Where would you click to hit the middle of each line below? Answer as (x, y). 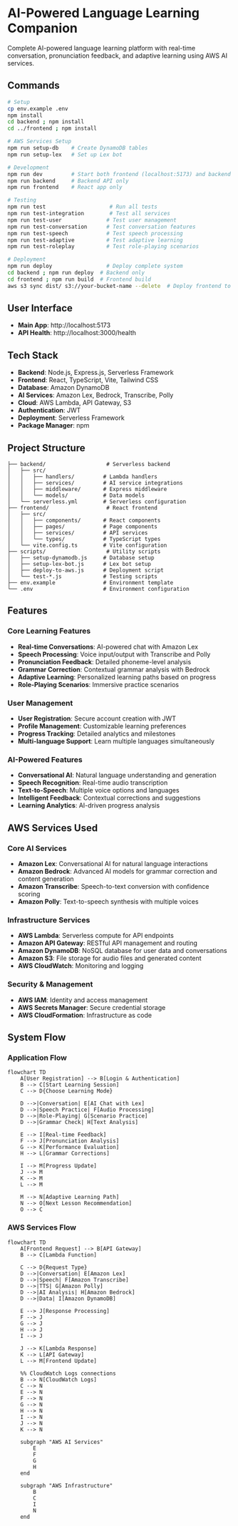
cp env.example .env (38, 108)
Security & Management (50, 984)
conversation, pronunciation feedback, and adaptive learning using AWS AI (118, 56)
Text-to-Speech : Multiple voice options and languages (98, 790)
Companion (43, 28)
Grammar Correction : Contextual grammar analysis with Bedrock (114, 669)
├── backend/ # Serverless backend (89, 465)
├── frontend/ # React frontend (83, 508)
